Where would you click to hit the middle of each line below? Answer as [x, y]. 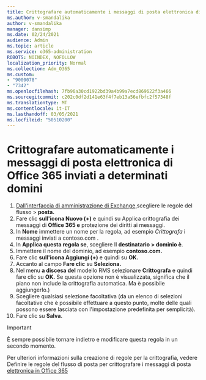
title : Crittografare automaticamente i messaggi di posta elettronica [100, 12]
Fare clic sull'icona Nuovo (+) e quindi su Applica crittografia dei [97, 219]
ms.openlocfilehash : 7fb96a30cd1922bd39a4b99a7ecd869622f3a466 [89, 91]
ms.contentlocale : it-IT [39, 108]
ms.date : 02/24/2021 [33, 35]
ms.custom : [21, 74]
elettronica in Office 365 [38, 371]
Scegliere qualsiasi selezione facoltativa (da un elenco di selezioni [99, 296]
